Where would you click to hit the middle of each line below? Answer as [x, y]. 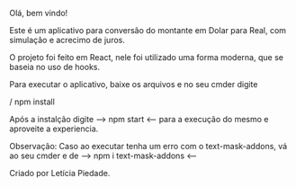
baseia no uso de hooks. [55, 67]
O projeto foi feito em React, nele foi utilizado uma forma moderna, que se [146, 57]
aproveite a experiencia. [54, 129]
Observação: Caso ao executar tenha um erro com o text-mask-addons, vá [148, 146]
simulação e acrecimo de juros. [67, 40]
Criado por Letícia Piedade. [60, 173]
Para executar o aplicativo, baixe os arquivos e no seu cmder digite [134, 84]
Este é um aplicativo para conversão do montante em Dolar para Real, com [148, 30]
